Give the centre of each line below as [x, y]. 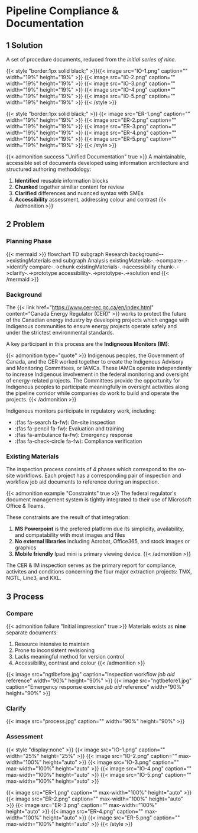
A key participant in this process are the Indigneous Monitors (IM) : [88, 343]
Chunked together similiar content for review [69, 187]
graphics [25, 547]
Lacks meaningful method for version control [69, 656]
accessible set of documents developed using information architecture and [98, 163]
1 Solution [25, 45]
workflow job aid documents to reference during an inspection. [83, 482]
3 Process [25, 596]
